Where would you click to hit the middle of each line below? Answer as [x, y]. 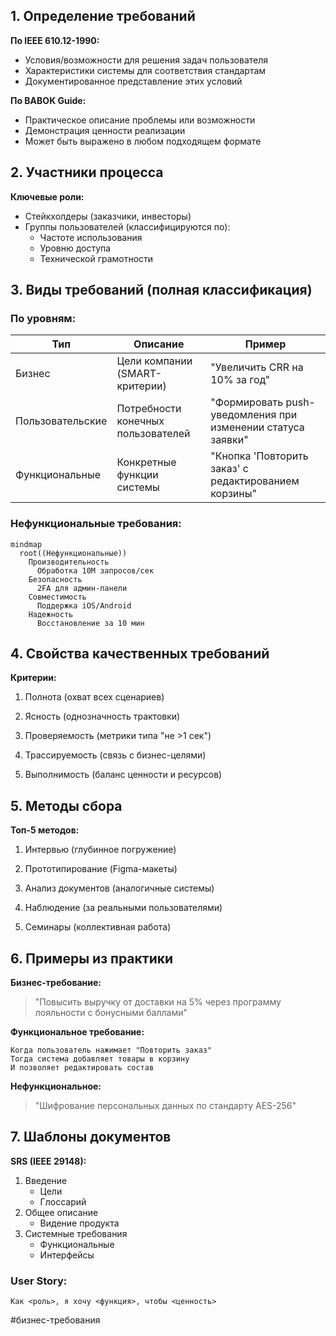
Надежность [51, 614]
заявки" [229, 440]
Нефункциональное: [56, 1086]
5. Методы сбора [66, 805]
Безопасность [55, 579]
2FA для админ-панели [82, 588]
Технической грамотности [96, 258]
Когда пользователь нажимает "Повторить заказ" [111, 1050]
